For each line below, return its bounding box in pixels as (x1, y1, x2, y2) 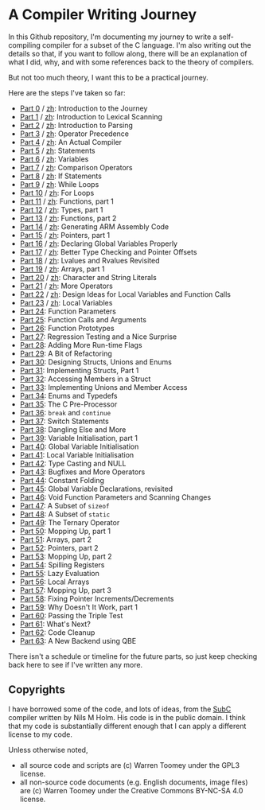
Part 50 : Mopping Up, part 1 (19, 526, 111, 535)
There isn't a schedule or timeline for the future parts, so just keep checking (8, 651, 258, 661)
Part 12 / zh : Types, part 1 (19, 204, 103, 214)
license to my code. (8, 730, 73, 739)
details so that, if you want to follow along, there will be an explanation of (8, 49, 247, 58)
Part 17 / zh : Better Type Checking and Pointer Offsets (19, 247, 197, 256)
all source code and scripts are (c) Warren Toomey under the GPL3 (19, 760, 240, 769)
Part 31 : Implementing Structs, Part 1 (19, 365, 139, 375)
